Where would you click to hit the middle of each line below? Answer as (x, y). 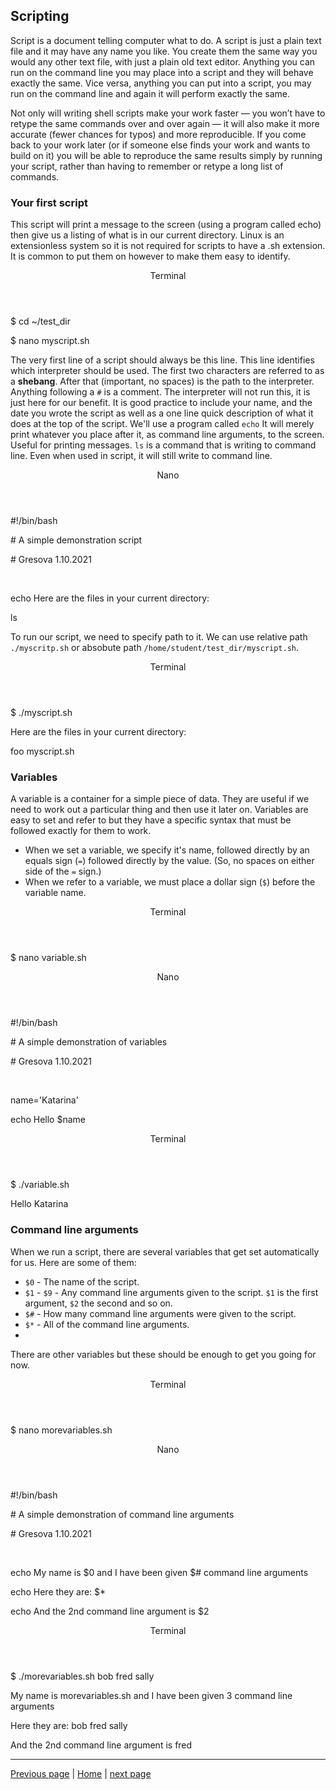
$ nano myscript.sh (50, 341)
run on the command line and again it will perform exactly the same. (150, 93)
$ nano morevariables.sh (61, 1430)
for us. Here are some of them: (73, 1262)
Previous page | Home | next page (81, 1773)
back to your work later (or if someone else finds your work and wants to (160, 145)
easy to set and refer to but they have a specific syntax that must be (151, 820)
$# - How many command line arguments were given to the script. (160, 1313)
